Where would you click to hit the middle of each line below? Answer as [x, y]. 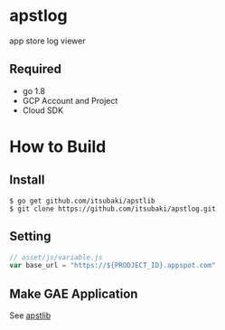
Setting [30, 236]
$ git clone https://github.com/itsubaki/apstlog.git [113, 209]
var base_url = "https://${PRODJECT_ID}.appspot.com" [113, 266]
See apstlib [30, 316]
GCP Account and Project [70, 100]
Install [27, 180]
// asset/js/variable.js [56, 257]
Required [35, 69]
